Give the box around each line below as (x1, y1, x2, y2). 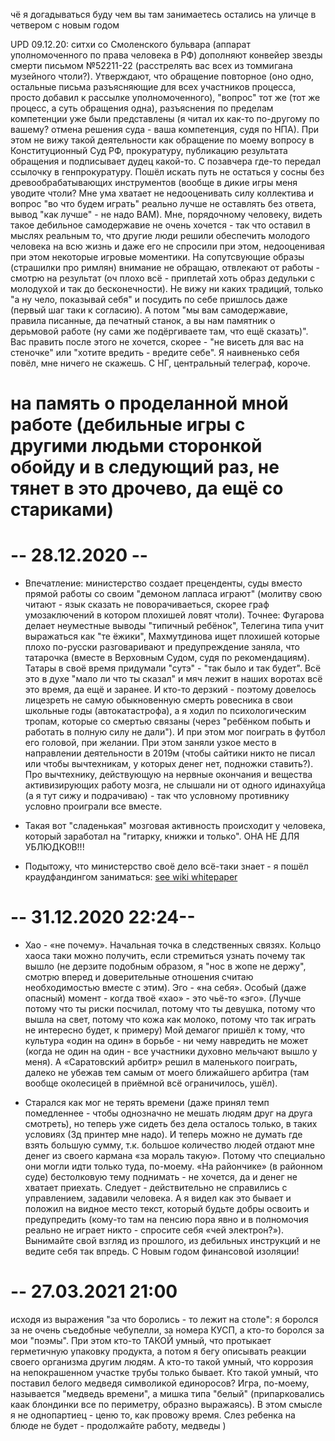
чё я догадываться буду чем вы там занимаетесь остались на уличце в (10, 9, 317, 20)
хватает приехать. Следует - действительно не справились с (24, 1182, 288, 1194)
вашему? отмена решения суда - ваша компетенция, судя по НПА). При (10, 124, 320, 135)
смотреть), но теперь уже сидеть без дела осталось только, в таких (24, 1118, 318, 1130)
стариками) (10, 499, 115, 521)
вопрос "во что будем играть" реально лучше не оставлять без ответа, (10, 198, 317, 209)
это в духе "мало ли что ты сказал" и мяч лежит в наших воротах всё (24, 673, 323, 685)
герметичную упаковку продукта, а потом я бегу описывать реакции (10, 1345, 307, 1357)
